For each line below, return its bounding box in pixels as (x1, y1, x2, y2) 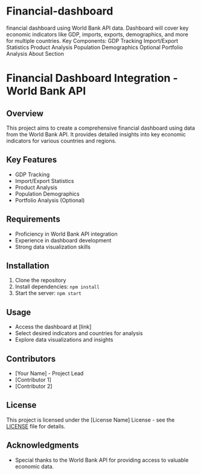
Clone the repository (14, 277, 66, 284)
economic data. (14, 462, 54, 470)
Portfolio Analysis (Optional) (14, 196, 85, 204)
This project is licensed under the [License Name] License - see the (6, 416, 175, 424)
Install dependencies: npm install (14, 283, 100, 290)
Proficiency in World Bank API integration (14, 230, 118, 237)
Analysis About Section (6, 50, 65, 57)
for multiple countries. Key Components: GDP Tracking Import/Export (6, 37, 179, 44)
